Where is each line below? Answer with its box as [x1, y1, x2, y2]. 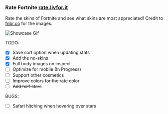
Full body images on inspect [12, 61, 71, 67]
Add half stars [12, 83, 42, 89]
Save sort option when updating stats [12, 49, 90, 56]
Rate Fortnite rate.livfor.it [5, 4, 68, 11]
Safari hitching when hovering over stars [12, 103, 97, 109]
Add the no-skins [12, 55, 49, 61]
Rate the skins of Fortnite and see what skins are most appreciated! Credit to [5, 15, 163, 21]
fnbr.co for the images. [5, 20, 53, 26]
